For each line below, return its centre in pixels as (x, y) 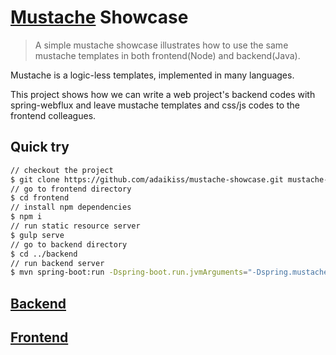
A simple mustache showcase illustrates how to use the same (161, 45)
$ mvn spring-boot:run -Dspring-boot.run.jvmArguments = (129, 272)
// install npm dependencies (71, 207)
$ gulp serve (37, 235)
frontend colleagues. (53, 115)
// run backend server (57, 263)
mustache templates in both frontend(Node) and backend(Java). (167, 55)
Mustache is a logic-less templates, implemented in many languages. (152, 75)
